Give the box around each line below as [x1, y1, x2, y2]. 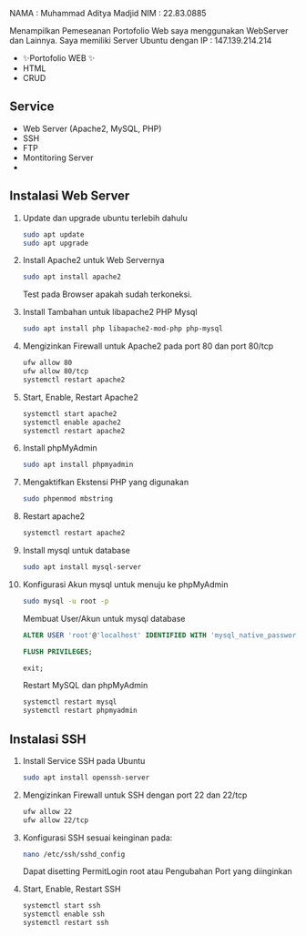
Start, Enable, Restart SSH [22, 883, 121, 895]
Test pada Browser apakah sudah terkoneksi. [22, 289, 193, 300]
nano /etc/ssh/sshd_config [22, 850, 126, 859]
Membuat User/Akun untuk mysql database [22, 613, 186, 624]
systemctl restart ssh [22, 919, 109, 928]
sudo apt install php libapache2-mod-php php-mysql [22, 324, 223, 333]
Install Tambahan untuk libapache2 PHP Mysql [22, 307, 198, 318]
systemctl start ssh [22, 901, 101, 911]
